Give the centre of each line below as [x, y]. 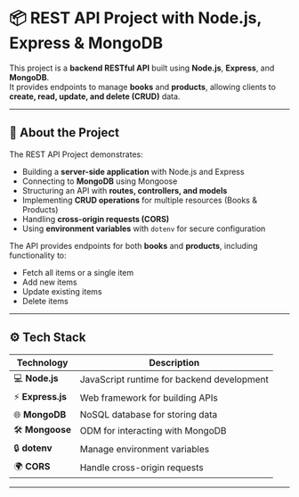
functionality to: [38, 255]
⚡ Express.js [40, 396]
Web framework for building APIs [149, 398]
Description [174, 362]
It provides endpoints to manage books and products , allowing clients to [142, 87]
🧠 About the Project [65, 133]
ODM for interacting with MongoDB [153, 431]
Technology [42, 362]
